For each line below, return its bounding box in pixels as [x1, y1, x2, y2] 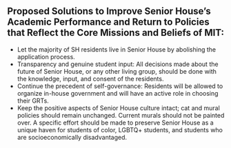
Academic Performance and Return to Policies [7, 17, 210, 28]
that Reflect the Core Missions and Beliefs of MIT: [7, 27, 225, 39]
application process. [17, 52, 76, 61]
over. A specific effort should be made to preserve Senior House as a [17, 118, 214, 127]
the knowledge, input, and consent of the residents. [17, 74, 164, 83]
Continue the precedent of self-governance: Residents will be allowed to [17, 82, 223, 90]
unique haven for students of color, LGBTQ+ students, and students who [17, 125, 223, 134]
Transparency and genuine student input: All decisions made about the [17, 60, 219, 68]
